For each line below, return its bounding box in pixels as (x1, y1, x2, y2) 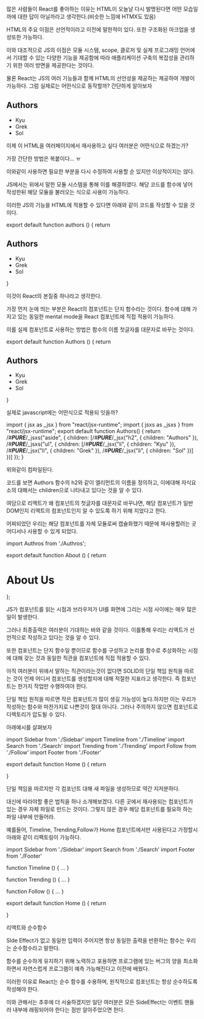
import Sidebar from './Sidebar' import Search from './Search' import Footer (6, 846, 195, 853)
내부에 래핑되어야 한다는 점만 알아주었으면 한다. (12, 1006, 125, 1014)
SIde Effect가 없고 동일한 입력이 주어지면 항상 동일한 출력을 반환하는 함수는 (6, 937, 185, 944)
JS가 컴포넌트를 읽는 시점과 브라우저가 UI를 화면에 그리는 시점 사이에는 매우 (6, 605, 186, 613)
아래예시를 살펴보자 (6, 724, 52, 731)
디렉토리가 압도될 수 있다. (6, 711, 67, 718)
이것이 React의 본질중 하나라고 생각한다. (6, 292, 102, 300)
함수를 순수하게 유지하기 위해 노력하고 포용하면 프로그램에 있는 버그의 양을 (6, 957, 182, 965)
